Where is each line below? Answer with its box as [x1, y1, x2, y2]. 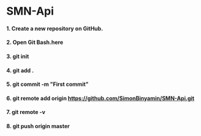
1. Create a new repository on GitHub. [6, 24, 103, 32]
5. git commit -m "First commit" [6, 81, 89, 88]
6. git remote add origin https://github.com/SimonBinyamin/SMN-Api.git [6, 95, 194, 102]
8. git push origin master [6, 122, 70, 129]
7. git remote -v [6, 109, 46, 116]
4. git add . [6, 66, 34, 74]
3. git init [6, 52, 29, 60]
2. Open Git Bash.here [6, 38, 64, 46]
